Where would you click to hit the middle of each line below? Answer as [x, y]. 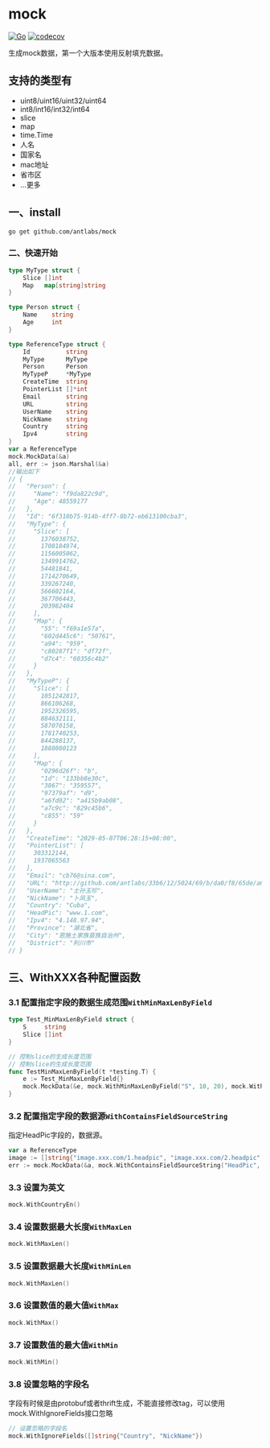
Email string [55, 396]
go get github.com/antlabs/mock [62, 231]
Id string [55, 352]
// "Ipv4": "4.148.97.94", [57, 921]
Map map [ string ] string [64, 285]
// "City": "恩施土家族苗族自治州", [67, 935]
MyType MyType [55, 359]
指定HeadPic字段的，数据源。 [57, 1135]
